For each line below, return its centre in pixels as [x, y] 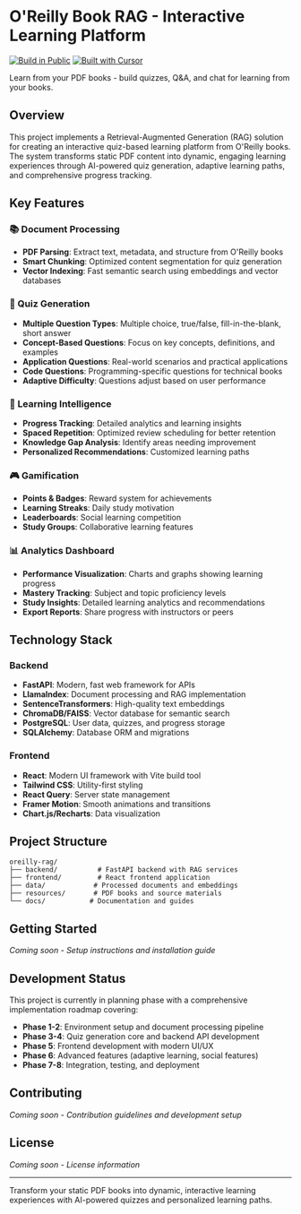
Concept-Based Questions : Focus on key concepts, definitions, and [149, 342]
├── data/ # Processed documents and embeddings [124, 886]
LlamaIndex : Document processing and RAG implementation [134, 694]
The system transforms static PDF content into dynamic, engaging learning [148, 156]
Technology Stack [61, 640]
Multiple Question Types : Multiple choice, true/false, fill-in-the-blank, [151, 323]
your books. [31, 87]
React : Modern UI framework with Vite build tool [112, 775]
